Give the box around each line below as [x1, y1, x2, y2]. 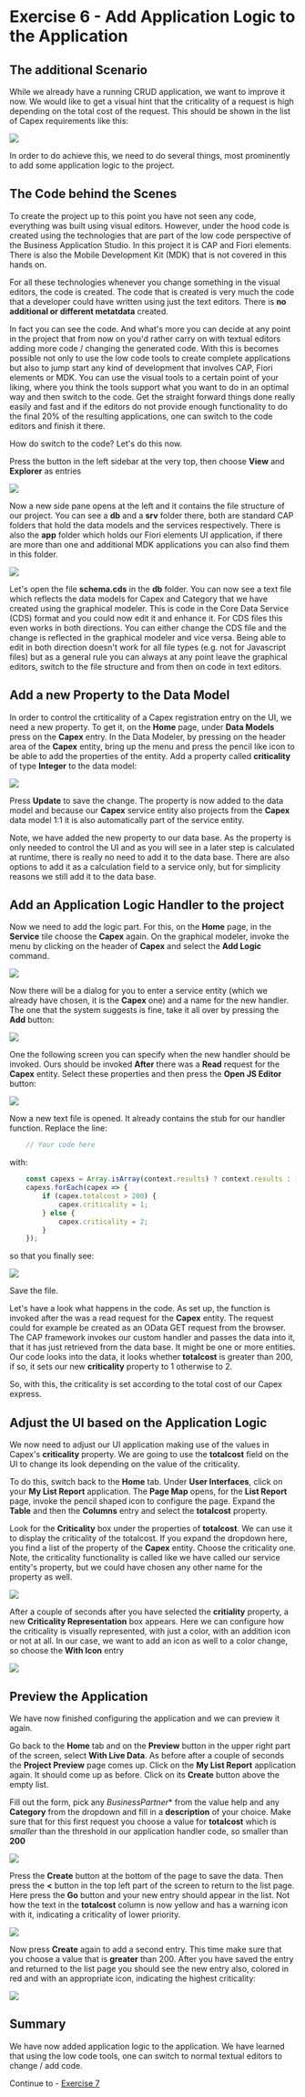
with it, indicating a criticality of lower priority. [9, 1909, 181, 1920]
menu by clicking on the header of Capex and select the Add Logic [9, 941, 262, 952]
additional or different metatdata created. [9, 306, 168, 317]
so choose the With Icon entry [9, 1645, 125, 1656]
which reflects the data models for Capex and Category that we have [9, 593, 269, 604]
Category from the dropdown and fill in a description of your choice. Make [9, 1806, 291, 1817]
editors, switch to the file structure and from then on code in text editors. [9, 661, 282, 672]
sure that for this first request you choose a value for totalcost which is [9, 1816, 277, 1827]
